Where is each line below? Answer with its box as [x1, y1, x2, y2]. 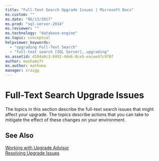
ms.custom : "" [5, 12, 35, 17]
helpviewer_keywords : [5, 40, 51, 45]
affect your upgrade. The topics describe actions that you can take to [5, 111, 149, 117]
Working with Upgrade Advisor [5, 144, 69, 150]
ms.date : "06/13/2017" [5, 17, 53, 22]
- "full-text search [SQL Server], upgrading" [10, 49, 109, 54]
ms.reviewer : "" [5, 26, 39, 31]
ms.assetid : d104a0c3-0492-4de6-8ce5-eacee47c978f [5, 54, 114, 59]
